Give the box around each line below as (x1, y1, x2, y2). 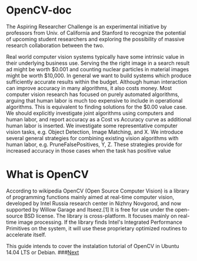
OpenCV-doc (6, 4, 72, 17)
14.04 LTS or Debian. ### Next (6, 249, 79, 256)
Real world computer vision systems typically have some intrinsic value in (6, 53, 185, 60)
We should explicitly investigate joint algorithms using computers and (6, 110, 174, 117)
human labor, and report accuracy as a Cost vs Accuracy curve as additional (6, 115, 192, 123)
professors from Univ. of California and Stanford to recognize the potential (6, 29, 186, 36)
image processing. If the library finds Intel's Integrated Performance (18, 219, 182, 226)
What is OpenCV (6, 168, 89, 181)
